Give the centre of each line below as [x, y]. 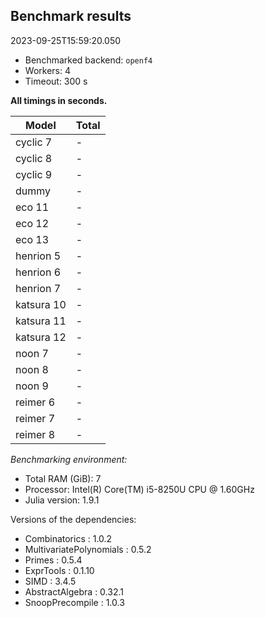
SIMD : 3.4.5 [50, 581]
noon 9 [32, 386]
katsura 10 [41, 304]
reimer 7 [35, 418]
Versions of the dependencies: [73, 519]
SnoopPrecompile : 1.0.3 [74, 602]
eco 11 [32, 207]
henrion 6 [38, 272]
